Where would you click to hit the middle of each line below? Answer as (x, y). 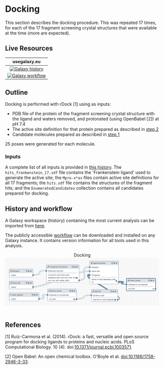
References (23, 325)
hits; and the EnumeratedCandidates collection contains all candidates (74, 188)
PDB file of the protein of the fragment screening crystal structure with (83, 114)
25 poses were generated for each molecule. (50, 144)
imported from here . (25, 226)
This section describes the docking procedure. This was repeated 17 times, (81, 23)
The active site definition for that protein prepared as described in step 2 (85, 129)
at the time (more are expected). (38, 33)
